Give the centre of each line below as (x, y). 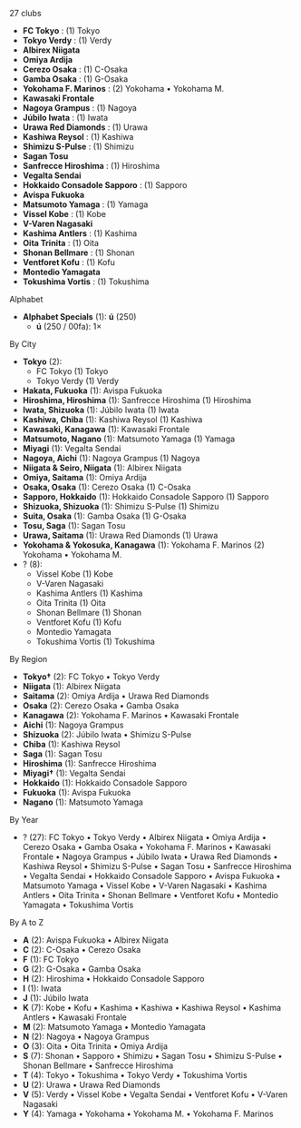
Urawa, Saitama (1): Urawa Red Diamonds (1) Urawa (120, 535)
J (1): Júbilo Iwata (55, 998)
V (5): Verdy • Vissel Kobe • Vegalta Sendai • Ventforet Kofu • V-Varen (155, 1094)
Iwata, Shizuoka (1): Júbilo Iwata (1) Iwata (101, 410)
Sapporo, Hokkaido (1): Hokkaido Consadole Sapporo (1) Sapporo (146, 497)
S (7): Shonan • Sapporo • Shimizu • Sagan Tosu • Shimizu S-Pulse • (152, 1056)
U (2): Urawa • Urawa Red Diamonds (91, 1085)
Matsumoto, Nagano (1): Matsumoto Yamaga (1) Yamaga (129, 439)
